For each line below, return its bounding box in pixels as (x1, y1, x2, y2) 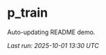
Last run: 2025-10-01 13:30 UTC (7, 41, 99, 49)
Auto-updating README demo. (7, 28, 96, 36)
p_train (7, 5, 48, 21)
